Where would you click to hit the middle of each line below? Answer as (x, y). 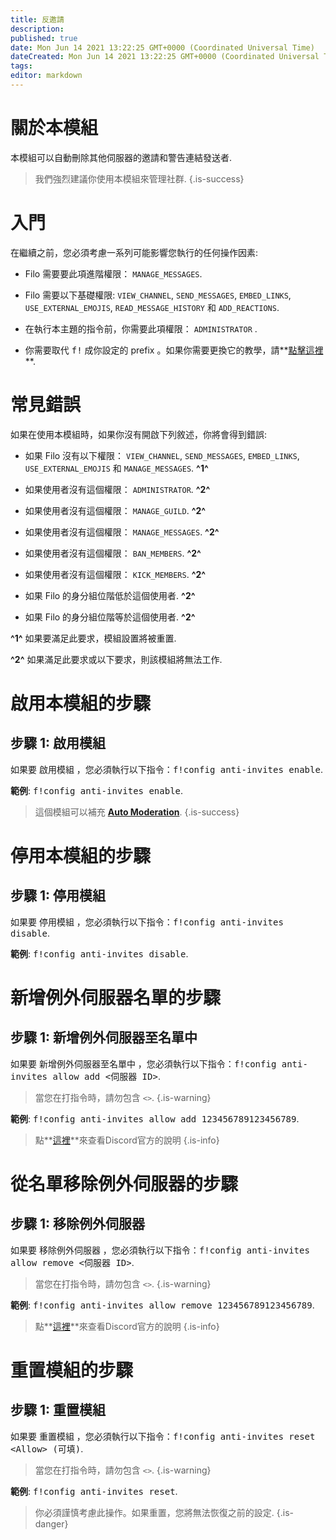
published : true (44, 38)
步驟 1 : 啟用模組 (58, 743)
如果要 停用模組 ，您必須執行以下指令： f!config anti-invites (147, 922)
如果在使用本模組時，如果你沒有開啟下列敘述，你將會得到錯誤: (139, 434)
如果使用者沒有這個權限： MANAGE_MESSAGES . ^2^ (122, 532)
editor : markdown (46, 76)
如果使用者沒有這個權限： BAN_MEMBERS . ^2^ (113, 553)
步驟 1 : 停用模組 (58, 896)
